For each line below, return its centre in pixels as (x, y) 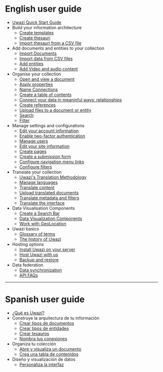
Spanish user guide (45, 299)
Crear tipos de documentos (47, 323)
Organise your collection (37, 74)
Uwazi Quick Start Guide (37, 22)
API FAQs (29, 275)
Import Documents (38, 53)
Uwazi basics (25, 229)
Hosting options (28, 244)
